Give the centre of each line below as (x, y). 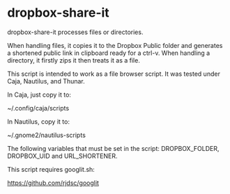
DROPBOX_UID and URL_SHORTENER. (62, 156)
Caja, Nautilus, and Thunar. (46, 81)
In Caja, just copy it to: (39, 95)
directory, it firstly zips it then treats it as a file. (74, 60)
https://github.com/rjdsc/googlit (53, 183)
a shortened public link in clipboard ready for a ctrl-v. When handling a (109, 53)
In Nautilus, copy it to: (38, 121)
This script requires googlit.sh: (51, 169)
